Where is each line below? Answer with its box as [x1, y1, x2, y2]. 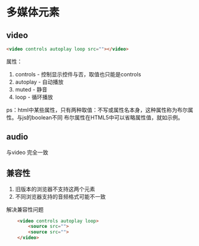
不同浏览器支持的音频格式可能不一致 [15, 193, 106, 200]
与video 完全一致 [6, 148, 49, 156]
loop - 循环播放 [15, 93, 53, 101]
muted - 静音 [15, 85, 47, 93]
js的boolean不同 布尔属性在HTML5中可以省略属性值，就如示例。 [22, 113, 184, 121]
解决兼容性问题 [6, 205, 44, 213]
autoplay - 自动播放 [15, 78, 64, 85]
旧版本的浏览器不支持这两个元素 [15, 185, 95, 193]
